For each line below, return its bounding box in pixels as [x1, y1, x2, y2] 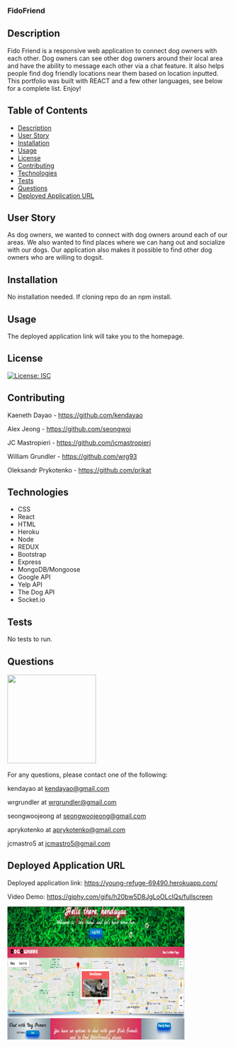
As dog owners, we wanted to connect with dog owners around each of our [7, 231, 228, 239]
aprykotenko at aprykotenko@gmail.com [7, 826, 126, 834]
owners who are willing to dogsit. [7, 253, 104, 262]
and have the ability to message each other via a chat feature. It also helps [7, 61, 224, 70]
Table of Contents [7, 105, 88, 117]
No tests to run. [7, 635, 53, 643]
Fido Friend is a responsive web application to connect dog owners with [7, 46, 217, 55]
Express [17, 558, 42, 566]
